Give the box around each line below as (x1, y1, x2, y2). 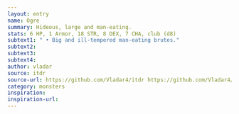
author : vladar (7, 63, 53, 70)
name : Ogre (7, 17, 40, 24)
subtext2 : (7, 43, 37, 50)
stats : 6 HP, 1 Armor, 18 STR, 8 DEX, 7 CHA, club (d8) (7, 30, 176, 38)
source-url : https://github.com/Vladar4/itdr (7, 76, 144, 84)
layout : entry (7, 10, 50, 18)
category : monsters (7, 83, 65, 90)
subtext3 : (7, 50, 37, 57)
